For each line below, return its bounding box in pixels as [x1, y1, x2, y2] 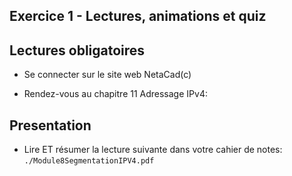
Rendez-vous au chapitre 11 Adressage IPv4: [23, 88, 208, 100]
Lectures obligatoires [9, 42, 146, 59]
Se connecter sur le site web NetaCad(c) [23, 69, 192, 81]
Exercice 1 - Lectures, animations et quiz [9, 8, 267, 25]
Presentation [9, 117, 92, 134]
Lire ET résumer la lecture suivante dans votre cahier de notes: [23, 144, 283, 156]
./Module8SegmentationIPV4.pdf [23, 156, 155, 166]
